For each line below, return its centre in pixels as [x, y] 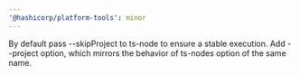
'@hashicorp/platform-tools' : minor [77, 18]
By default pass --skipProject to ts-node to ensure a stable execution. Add [147, 43]
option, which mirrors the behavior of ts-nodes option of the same [163, 53]
